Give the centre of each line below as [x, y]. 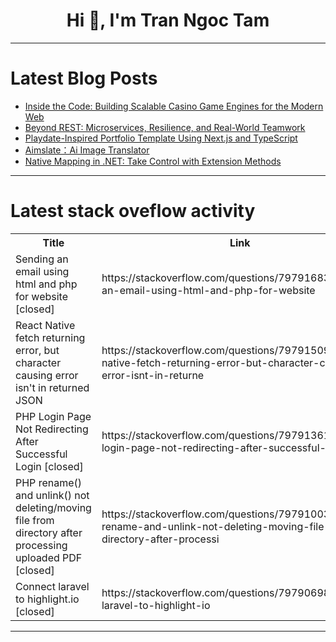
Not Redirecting [52, 429]
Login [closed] [49, 466]
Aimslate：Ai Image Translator [87, 150]
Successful [41, 454]
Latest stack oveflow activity [133, 211]
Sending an [42, 259]
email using [42, 271]
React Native [45, 325]
